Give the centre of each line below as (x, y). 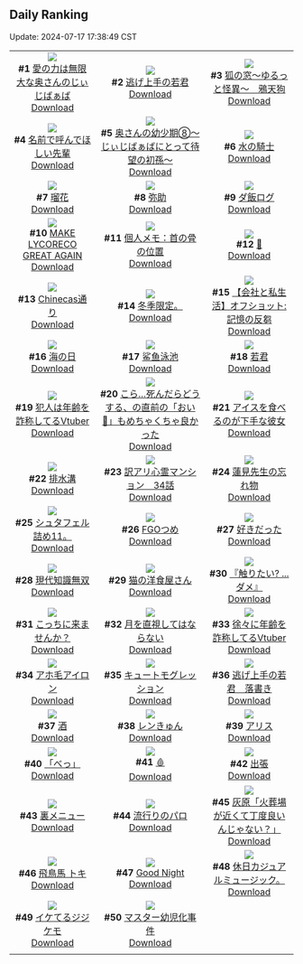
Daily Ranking (49, 15)
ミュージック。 (254, 880)
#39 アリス (249, 725)
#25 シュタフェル (52, 522)
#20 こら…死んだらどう (151, 394)
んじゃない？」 (249, 828)
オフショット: (258, 305)
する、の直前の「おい (150, 407)
